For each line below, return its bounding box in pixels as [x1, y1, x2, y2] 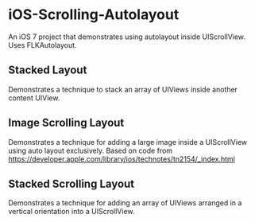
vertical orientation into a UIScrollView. [8, 207, 135, 216]
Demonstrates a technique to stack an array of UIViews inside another [8, 84, 238, 94]
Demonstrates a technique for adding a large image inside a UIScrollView [8, 137, 248, 146]
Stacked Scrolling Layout [8, 177, 135, 190]
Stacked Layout [8, 64, 87, 77]
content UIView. [8, 93, 60, 103]
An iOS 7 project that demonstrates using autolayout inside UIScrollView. [8, 32, 246, 41]
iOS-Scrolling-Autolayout [8, 6, 180, 24]
